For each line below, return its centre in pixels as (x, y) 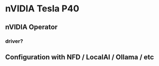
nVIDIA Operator (31, 27)
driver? (14, 41)
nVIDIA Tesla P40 (42, 9)
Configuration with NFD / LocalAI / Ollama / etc (80, 57)
